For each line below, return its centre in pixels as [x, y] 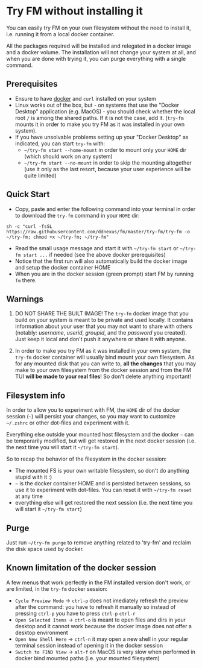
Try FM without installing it [74, 11]
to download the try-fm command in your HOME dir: [77, 215]
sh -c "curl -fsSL [29, 226]
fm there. [26, 280]
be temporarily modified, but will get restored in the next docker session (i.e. [101, 441]
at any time [29, 496]
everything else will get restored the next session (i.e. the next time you [104, 503]
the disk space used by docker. [45, 549]
